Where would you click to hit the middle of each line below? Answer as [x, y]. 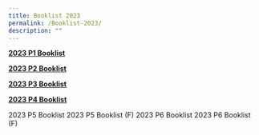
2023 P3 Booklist [37, 84]
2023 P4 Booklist [38, 100]
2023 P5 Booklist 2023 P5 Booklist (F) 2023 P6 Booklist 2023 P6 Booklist [129, 115]
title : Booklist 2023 [45, 16]
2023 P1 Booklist [37, 54]
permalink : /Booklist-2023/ [55, 23]
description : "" [35, 30]
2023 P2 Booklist [37, 69]
